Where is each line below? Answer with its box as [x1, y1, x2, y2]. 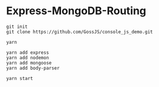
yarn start [6, 75, 33, 81]
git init [6, 24, 28, 30]
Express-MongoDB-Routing [6, 4, 146, 18]
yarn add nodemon [6, 54, 49, 60]
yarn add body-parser [6, 65, 60, 71]
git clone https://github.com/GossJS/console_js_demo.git [6, 28, 153, 35]
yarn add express [6, 49, 49, 56]
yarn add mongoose [6, 60, 52, 66]
